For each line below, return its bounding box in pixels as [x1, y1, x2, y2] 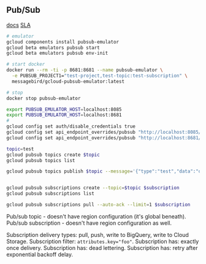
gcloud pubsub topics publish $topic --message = [6, 168, 133, 174]
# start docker [6, 61, 45, 68]
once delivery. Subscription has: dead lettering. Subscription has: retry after [6, 244, 198, 251]
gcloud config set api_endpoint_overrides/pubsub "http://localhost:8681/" [6, 134, 204, 141]
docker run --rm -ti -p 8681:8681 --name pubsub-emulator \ [6, 67, 164, 73]
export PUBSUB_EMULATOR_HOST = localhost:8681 [6, 112, 122, 118]
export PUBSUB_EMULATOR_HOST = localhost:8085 [6, 106, 122, 112]
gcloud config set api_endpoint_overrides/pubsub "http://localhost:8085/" [6, 129, 204, 136]
